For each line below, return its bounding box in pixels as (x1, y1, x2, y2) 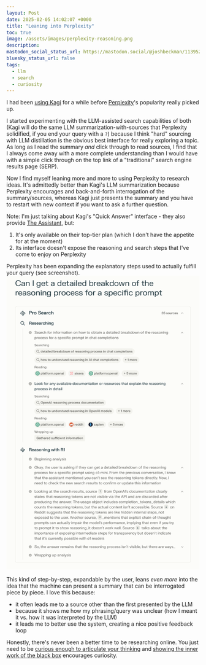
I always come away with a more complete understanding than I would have (6, 150, 198, 157)
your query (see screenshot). (6, 269, 80, 276)
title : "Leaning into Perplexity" (6, 23, 95, 29)
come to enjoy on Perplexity (15, 251, 86, 258)
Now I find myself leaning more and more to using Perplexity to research (6, 175, 189, 182)
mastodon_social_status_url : (6, 49, 81, 55)
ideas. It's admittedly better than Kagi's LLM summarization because (6, 181, 180, 189)
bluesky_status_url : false (6, 55, 75, 61)
